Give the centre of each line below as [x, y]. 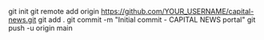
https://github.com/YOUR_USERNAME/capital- [178, 11]
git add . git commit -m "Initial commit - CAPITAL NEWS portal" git [147, 20]
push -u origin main [41, 28]
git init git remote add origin [54, 11]
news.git [22, 20]
